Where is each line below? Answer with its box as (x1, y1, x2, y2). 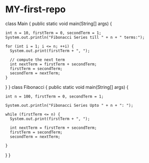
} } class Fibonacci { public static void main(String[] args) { (5, 84, 129, 90)
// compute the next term (10, 57, 65, 62)
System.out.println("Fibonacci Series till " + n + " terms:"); (5, 35, 145, 40)
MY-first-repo (5, 4, 66, 15)
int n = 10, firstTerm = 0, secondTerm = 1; (5, 30, 102, 35)
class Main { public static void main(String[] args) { (5, 20, 112, 27)
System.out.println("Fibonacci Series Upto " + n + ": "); (5, 103, 134, 108)
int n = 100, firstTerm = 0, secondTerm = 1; (5, 94, 104, 99)
